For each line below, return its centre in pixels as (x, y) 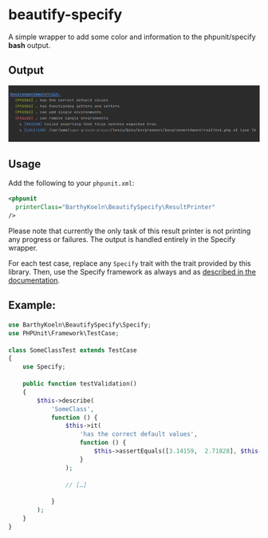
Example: (32, 305)
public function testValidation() (80, 384)
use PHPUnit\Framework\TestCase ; (64, 333)
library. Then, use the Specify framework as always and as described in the (132, 272)
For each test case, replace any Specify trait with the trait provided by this (130, 263)
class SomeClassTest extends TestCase (73, 350)
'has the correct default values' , (138, 434)
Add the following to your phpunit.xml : (71, 183)
